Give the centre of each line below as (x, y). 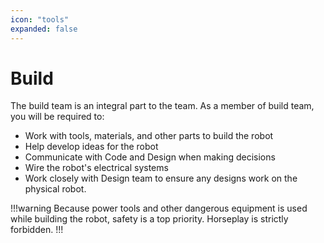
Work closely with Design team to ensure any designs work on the (161, 178)
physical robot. (55, 189)
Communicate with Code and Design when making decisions (150, 157)
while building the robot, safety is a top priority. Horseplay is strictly (149, 219)
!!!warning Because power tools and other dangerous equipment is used (159, 208)
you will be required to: (57, 117)
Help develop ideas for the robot (91, 147)
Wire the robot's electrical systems (96, 168)
